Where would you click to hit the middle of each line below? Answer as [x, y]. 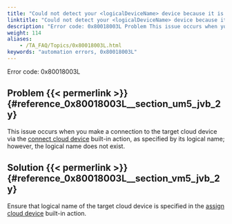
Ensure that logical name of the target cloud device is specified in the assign [116, 206]
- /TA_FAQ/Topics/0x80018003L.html [71, 45]
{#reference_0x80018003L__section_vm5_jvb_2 [114, 179]
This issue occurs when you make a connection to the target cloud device [112, 131]
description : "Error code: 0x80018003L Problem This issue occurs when [112, 26]
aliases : [20, 39]
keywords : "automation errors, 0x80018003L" [72, 52]
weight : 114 [24, 33]
